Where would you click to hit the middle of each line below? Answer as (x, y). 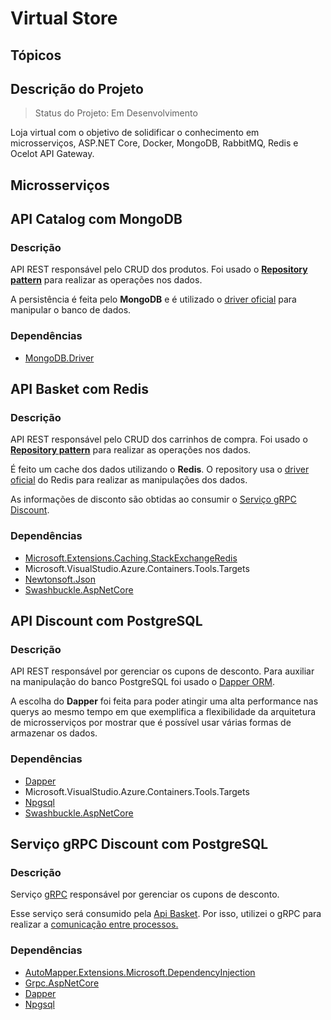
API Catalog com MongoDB (96, 219)
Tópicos (36, 55)
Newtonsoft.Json (60, 579)
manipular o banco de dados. (71, 310)
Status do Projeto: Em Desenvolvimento (116, 113)
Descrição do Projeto (77, 88)
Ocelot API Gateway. (52, 154)
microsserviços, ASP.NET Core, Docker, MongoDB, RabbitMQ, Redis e (154, 143)
